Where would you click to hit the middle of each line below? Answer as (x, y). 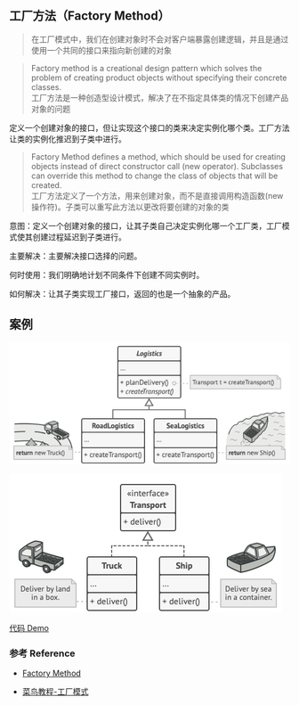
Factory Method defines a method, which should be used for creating (158, 156)
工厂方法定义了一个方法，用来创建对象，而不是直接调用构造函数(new (157, 195)
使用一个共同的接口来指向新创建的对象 (101, 50)
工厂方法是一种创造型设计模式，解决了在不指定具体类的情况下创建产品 (160, 97)
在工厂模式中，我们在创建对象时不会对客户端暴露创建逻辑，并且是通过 (160, 39)
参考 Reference (42, 653)
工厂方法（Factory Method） (90, 16)
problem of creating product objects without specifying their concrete (159, 78)
